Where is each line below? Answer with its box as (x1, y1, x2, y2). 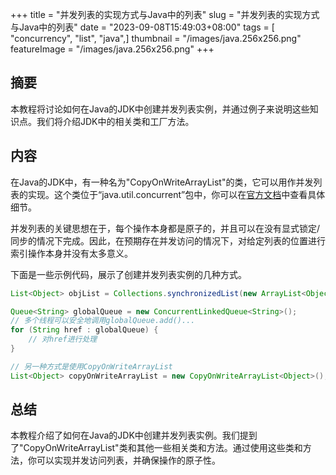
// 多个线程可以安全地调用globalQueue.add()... (10, 316, 196, 326)
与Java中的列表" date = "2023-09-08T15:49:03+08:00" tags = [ (10, 21, 275, 33)
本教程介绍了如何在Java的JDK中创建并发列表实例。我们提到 (10, 429, 258, 442)
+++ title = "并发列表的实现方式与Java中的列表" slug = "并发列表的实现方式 (10, 9, 320, 20)
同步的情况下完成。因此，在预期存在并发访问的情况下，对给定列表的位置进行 (10, 234, 326, 247)
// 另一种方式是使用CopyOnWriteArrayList (10, 361, 173, 372)
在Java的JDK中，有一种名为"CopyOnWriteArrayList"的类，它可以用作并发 (10, 176, 314, 188)
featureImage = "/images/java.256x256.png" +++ (10, 43, 215, 55)
